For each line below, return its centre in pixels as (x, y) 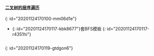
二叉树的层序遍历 (22, 7)
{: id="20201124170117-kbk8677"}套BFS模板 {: (59, 29)
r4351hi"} (22, 34)
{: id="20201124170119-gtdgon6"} (39, 48)
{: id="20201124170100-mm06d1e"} (41, 19)
